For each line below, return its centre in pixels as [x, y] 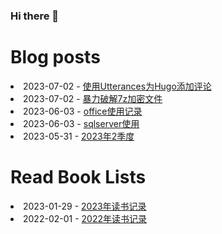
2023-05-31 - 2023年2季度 [79, 136]
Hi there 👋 [35, 16]
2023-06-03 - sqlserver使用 [81, 123]
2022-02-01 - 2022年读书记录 [85, 218]
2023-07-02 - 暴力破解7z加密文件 [93, 98]
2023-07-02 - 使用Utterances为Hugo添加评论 [117, 86]
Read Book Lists [78, 177]
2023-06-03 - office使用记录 [83, 111]
